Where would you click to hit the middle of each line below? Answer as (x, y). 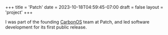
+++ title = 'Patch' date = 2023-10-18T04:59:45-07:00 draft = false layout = (84, 7)
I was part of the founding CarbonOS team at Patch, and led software (77, 22)
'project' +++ (19, 12)
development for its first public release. (46, 27)
